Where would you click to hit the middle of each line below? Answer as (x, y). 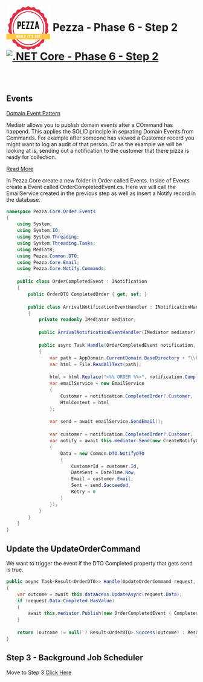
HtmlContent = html (85, 402)
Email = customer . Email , (102, 479)
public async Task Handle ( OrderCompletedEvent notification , (117, 345)
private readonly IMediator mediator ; (87, 320)
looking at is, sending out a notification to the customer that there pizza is (98, 150)
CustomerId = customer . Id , (105, 466)
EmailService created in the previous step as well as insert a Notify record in (101, 193)
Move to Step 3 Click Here (39, 672)
